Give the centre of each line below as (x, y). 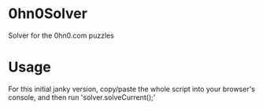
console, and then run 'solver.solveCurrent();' (82, 97)
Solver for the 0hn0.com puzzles (61, 35)
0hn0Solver (48, 14)
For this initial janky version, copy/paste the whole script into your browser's (132, 89)
